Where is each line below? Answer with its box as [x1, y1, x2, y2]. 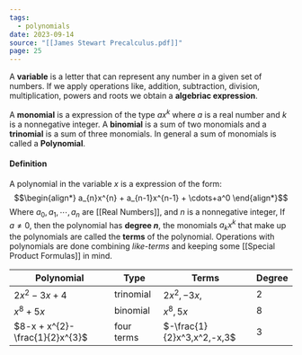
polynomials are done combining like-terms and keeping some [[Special [9, 241, 276, 252]
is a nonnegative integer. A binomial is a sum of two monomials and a [9, 119, 267, 129]
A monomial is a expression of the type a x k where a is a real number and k [9, 108, 288, 120]
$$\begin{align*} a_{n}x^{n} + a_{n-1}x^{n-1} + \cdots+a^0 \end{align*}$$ [13, 192, 289, 203]
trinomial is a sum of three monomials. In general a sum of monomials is [9, 128, 277, 139]
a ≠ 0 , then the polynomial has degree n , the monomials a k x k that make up [9, 217, 287, 233]
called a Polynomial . [9, 138, 85, 148]
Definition [9, 158, 48, 169]
